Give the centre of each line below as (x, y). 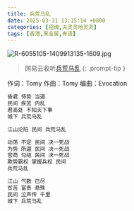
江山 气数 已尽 (26, 181)
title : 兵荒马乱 (29, 14)
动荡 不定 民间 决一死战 (38, 142)
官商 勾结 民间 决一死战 (38, 155)
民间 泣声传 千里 (29, 194)
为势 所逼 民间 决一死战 (38, 149)
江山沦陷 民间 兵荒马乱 (37, 129)
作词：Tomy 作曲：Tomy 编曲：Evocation (67, 84)
